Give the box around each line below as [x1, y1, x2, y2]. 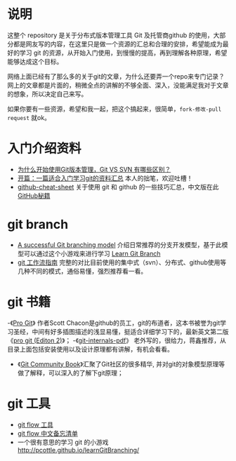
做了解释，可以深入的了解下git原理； [17, 368, 124, 377]
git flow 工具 [17, 420, 54, 429]
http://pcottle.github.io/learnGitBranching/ [17, 446, 140, 454]
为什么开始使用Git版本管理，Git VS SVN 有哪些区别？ [17, 165, 171, 173]
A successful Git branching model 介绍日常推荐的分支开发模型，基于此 [17, 240, 223, 249]
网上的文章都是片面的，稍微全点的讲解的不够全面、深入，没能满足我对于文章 [7, 81, 229, 89]
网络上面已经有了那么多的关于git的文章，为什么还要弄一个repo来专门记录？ [7, 72, 225, 81]
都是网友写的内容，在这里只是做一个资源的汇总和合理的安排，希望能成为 [13, 39, 223, 48]
